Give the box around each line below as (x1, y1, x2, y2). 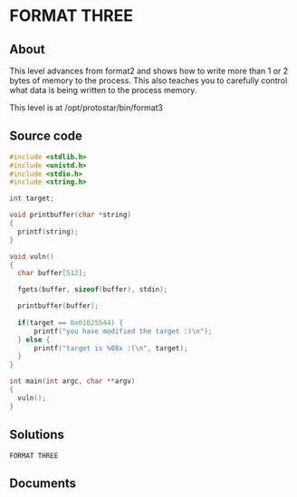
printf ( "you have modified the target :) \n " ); (33, 327, 213, 336)
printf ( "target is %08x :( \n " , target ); (33, 343, 188, 353)
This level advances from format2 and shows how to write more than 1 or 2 (9, 65, 289, 76)
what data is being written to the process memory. (9, 85, 197, 95)
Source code (9, 129, 83, 144)
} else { (17, 335, 51, 344)
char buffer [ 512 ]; (17, 269, 88, 278)
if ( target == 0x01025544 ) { (17, 318, 124, 327)
